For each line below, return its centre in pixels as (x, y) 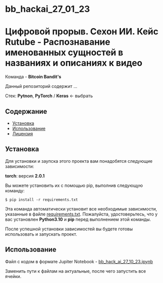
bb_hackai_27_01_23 (48, 9)
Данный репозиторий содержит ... (41, 86)
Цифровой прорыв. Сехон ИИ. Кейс (82, 32)
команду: (15, 190)
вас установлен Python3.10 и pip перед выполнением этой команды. (78, 219)
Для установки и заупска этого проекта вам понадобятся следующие (79, 161)
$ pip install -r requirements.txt (42, 200)
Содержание (26, 111)
